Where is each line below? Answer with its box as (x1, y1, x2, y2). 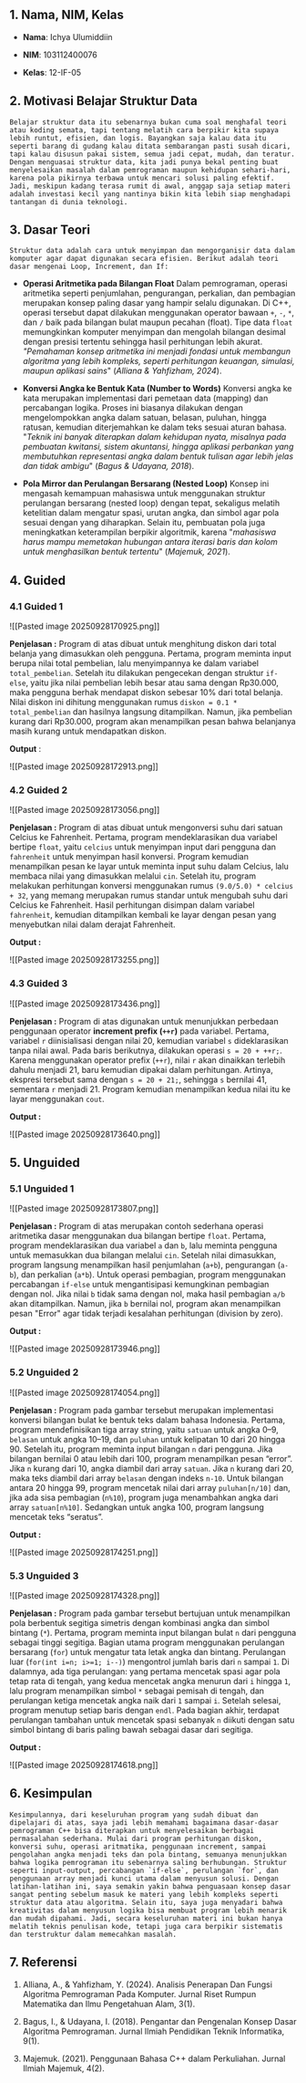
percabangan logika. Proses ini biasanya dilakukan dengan (22, 402, 243, 413)
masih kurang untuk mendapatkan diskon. (9, 725, 167, 737)
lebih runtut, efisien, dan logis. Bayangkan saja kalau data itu (9, 133, 267, 142)
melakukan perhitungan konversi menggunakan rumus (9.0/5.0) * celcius (9, 880, 294, 891)
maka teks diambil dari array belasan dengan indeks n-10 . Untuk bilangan (9, 1473, 284, 1484)
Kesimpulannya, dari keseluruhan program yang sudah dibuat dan (9, 1810, 259, 1819)
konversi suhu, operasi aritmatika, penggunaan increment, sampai (9, 1842, 267, 1851)
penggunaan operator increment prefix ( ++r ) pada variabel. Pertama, (9, 1026, 270, 1036)
